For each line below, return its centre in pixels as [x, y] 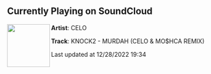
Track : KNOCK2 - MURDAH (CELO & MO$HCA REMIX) [128, 41]
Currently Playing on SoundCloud [80, 11]
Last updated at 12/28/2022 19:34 [99, 54]
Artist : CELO [69, 27]
